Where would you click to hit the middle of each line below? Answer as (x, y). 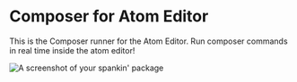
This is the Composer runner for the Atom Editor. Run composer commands (149, 41)
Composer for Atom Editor (109, 16)
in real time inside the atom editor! (72, 50)
